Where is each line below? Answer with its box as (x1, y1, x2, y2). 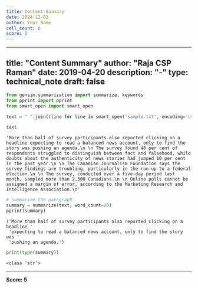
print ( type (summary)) (6, 249, 60, 256)
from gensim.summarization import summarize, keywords (6, 92, 144, 98)
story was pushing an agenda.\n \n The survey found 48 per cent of (6, 145, 178, 151)
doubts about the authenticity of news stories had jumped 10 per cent (6, 156, 186, 162)
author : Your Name (6, 19, 51, 25)
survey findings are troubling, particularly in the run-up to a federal (6, 166, 192, 172)
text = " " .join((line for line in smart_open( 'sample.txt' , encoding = (6, 113, 186, 120)
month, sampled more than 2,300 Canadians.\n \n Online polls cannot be (6, 176, 189, 182)
